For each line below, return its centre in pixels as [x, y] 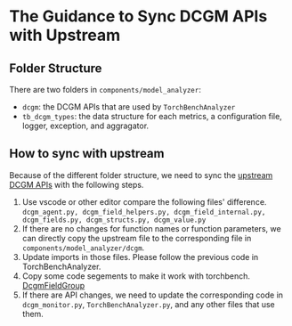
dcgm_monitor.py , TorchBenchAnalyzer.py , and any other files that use [149, 304]
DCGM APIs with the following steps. [77, 184]
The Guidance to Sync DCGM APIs [138, 16]
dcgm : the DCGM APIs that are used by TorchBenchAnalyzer [129, 107]
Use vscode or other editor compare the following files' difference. [144, 201]
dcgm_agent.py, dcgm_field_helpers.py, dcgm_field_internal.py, [144, 212]
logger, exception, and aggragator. [85, 126]
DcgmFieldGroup [53, 285]
